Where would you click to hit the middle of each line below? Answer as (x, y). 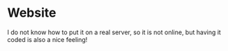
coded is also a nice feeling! (47, 39)
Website (32, 13)
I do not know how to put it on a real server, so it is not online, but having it (114, 32)
